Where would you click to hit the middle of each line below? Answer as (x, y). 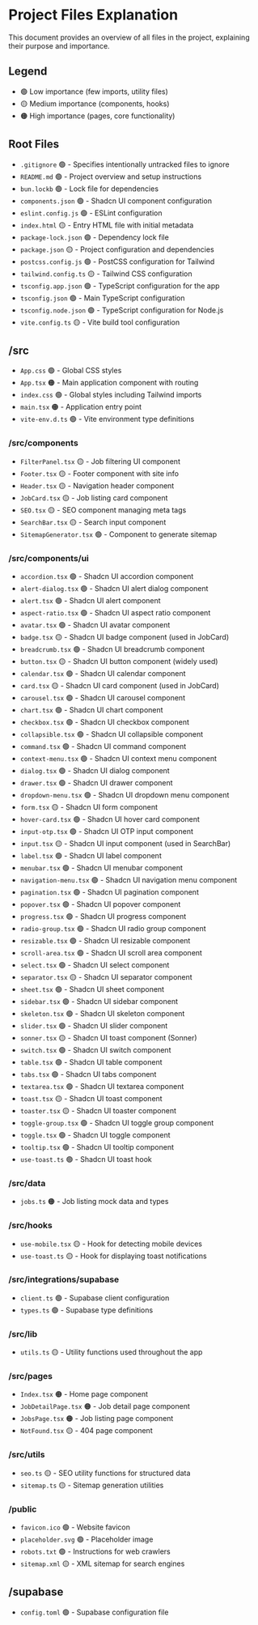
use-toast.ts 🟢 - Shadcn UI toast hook (86, 1159)
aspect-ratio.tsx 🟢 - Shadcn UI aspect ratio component (115, 612)
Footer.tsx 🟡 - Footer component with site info (99, 473)
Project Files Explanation (93, 15)
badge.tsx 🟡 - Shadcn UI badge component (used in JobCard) (124, 636)
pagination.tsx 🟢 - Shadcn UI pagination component (110, 891)
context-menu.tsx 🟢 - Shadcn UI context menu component (118, 758)
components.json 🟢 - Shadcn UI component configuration (116, 201)
